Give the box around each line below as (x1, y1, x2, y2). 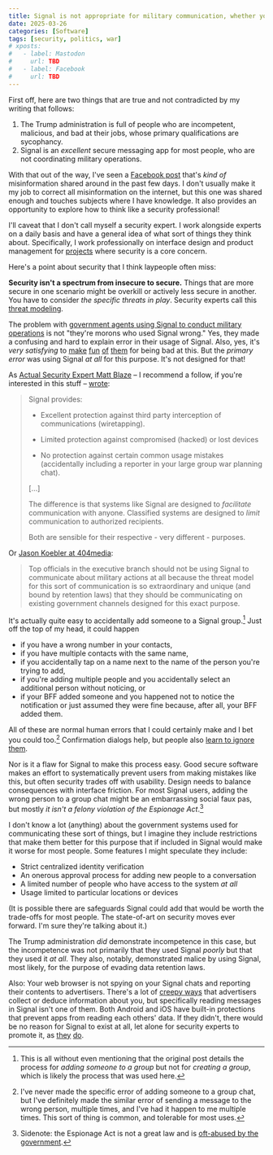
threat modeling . (8, 303, 63, 314)
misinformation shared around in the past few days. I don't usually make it (8, 178, 256, 188)
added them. (19, 709, 63, 719)
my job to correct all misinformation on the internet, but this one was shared (8, 187, 262, 196)
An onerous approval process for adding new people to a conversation (19, 870, 257, 880)
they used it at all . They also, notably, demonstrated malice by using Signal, (8, 954, 262, 964)
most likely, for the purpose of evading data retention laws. (8, 962, 206, 972)
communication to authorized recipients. (28, 516, 164, 526)
